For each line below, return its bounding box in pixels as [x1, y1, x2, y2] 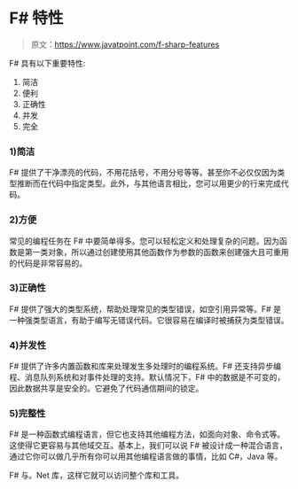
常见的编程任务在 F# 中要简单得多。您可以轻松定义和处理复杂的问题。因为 [9, 236, 280, 246]
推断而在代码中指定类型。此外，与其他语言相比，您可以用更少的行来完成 [16, 178, 281, 189]
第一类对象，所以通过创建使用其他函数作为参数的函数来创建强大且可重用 [24, 246, 289, 257]
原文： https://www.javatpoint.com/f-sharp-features [30, 39, 220, 50]
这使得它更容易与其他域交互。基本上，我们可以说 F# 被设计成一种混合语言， [9, 440, 288, 451]
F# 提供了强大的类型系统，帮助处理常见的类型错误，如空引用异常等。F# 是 [9, 303, 282, 314]
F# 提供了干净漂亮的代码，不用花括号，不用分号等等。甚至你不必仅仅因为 [9, 167, 278, 178]
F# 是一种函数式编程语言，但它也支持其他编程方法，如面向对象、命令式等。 [9, 429, 286, 439]
